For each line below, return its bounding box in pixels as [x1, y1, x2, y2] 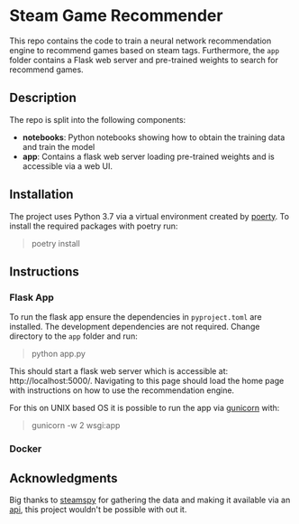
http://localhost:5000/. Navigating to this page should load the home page [9, 376, 285, 387]
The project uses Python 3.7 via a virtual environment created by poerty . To [9, 211, 290, 221]
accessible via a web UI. [22, 160, 113, 172]
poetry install [31, 238, 81, 248]
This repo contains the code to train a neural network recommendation [9, 35, 272, 46]
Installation [9, 187, 74, 202]
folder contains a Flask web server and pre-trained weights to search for [9, 54, 279, 65]
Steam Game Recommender [9, 5, 223, 26]
